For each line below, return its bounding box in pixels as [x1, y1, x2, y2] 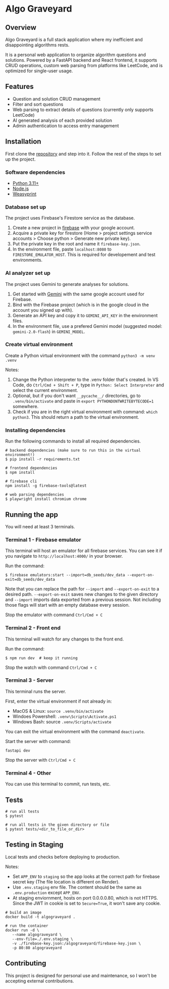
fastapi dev [5, 748, 30, 753]
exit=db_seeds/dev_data [5, 577, 55, 582]
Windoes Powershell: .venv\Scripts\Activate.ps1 [12, 713, 117, 719]
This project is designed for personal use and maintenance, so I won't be [5, 972, 157, 978]
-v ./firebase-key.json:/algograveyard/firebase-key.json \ [12, 941, 141, 946]
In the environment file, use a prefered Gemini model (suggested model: [12, 323, 162, 329]
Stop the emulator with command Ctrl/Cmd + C [5, 612, 103, 618]
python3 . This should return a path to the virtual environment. [12, 414, 140, 420]
